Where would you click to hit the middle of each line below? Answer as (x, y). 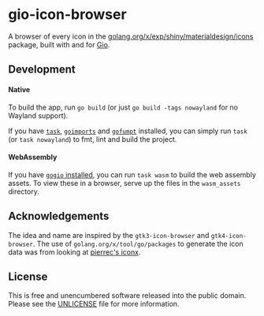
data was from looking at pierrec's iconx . (74, 252)
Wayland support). (38, 115)
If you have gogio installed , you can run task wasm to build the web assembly (132, 174)
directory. (24, 191)
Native (19, 89)
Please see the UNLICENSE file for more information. (94, 304)
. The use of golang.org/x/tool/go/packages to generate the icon (138, 244)
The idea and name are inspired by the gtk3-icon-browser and (109, 235)
